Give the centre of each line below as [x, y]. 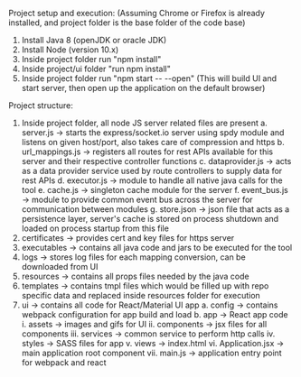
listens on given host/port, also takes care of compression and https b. [153, 142]
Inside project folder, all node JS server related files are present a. [144, 123]
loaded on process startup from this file [95, 228]
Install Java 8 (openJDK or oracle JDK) [94, 40]
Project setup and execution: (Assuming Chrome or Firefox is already [137, 13]
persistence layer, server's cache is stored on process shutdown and [150, 219]
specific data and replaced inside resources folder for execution [141, 295]
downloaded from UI [60, 267]
